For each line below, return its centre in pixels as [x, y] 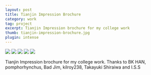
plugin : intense [22, 38]
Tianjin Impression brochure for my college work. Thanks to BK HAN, [76, 62]
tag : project [19, 24]
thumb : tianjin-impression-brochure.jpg [48, 33]
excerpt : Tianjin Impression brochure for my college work [68, 28]
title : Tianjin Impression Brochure [43, 14]
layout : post [19, 10]
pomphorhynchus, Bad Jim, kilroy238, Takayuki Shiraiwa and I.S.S [73, 67]
